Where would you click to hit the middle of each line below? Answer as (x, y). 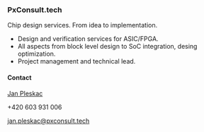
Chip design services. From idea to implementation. (83, 25)
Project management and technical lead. (76, 61)
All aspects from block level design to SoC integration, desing (107, 47)
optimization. (36, 54)
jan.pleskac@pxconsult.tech (49, 121)
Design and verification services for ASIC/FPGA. (88, 39)
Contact (19, 77)
